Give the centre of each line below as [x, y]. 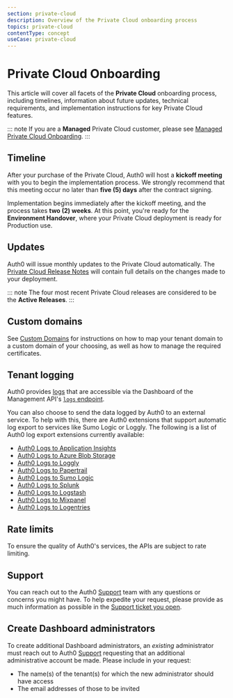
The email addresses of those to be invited [79, 688]
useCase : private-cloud [42, 40]
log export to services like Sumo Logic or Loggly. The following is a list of [112, 427]
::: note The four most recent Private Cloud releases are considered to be [112, 292]
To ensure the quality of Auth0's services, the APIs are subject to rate [107, 546]
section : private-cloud [42, 14]
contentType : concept [39, 33]
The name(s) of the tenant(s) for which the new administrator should [115, 674]
